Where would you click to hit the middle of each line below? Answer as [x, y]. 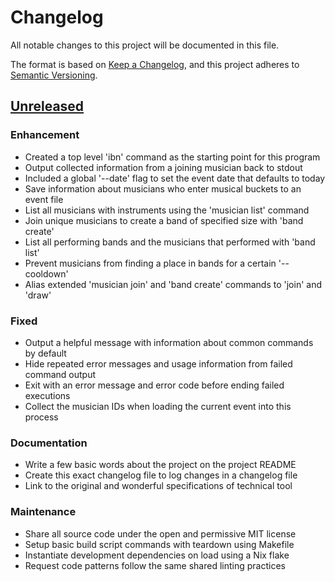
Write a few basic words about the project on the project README [160, 465]
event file [44, 199]
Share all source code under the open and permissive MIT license [160, 533]
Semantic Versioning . [54, 75]
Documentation [49, 443]
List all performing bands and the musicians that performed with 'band [170, 242]
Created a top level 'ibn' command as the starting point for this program [172, 157]
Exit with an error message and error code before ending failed [154, 385]
